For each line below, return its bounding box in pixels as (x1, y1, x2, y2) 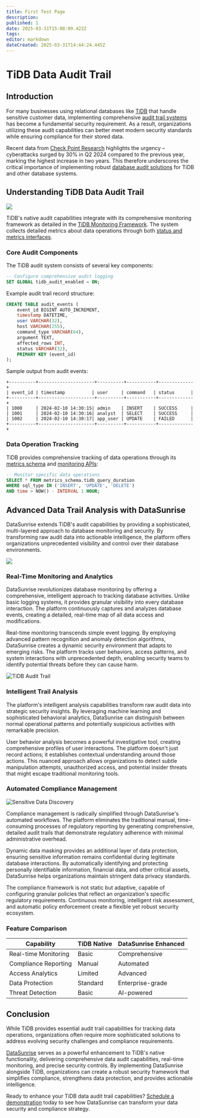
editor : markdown (6, 36, 50, 42)
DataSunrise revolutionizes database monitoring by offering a (6, 586, 157, 593)
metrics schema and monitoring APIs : (6, 460, 99, 467)
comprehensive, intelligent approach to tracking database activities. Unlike (6, 592, 190, 600)
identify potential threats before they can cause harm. (6, 661, 139, 668)
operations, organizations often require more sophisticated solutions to (6, 1031, 181, 1038)
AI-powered (118, 989, 153, 997)
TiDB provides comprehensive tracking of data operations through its (6, 454, 177, 461)
